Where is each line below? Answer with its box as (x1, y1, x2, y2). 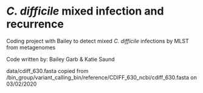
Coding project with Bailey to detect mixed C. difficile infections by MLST (6, 37, 190, 44)
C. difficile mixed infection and (6, 4, 164, 18)
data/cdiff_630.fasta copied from (6, 67, 89, 74)
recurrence (6, 17, 64, 31)
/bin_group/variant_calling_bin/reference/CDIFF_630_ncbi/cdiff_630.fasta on (6, 74, 198, 81)
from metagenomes (6, 44, 56, 51)
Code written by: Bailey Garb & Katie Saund (6, 55, 115, 63)
